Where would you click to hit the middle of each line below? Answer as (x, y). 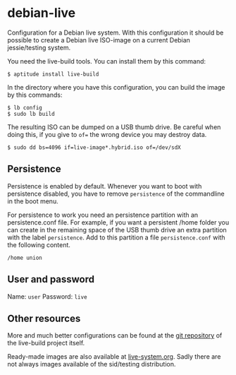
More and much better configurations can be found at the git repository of (115, 335)
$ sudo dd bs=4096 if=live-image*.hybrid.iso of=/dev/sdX (94, 147)
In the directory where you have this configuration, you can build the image (116, 87)
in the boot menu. (33, 201)
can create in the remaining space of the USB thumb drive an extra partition (117, 230)
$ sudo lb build (31, 114)
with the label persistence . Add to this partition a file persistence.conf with (116, 237)
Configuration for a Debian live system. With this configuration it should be (116, 32)
